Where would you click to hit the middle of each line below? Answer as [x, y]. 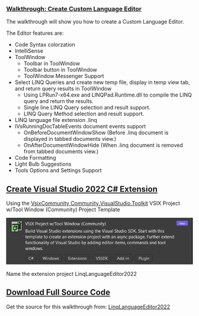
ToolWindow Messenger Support [64, 76]
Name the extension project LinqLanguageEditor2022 [72, 273]
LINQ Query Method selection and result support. [84, 114]
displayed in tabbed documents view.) [70, 139]
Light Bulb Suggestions [43, 164]
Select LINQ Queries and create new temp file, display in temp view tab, [102, 82]
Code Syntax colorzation [45, 45]
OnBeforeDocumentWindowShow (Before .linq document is [96, 133]
